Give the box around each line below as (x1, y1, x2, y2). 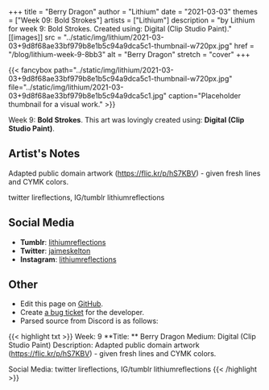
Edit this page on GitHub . (19, 299, 103, 309)
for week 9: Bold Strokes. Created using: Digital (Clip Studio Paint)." (8, 24, 232, 33)
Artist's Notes (8, 147, 81, 160)
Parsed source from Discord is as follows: (19, 316, 159, 326)
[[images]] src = (8, 32, 62, 42)
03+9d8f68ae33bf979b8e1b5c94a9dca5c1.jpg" (8, 91, 168, 100)
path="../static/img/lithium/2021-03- (53, 65, 175, 75)
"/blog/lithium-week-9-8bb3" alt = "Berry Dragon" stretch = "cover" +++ (8, 50, 251, 59)
